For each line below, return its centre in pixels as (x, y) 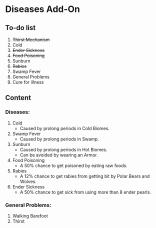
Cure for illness (28, 82)
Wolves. (28, 181)
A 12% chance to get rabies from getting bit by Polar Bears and (85, 176)
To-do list (20, 28)
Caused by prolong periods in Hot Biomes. (63, 149)
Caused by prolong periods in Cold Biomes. (65, 128)
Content (18, 98)
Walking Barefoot (30, 215)
